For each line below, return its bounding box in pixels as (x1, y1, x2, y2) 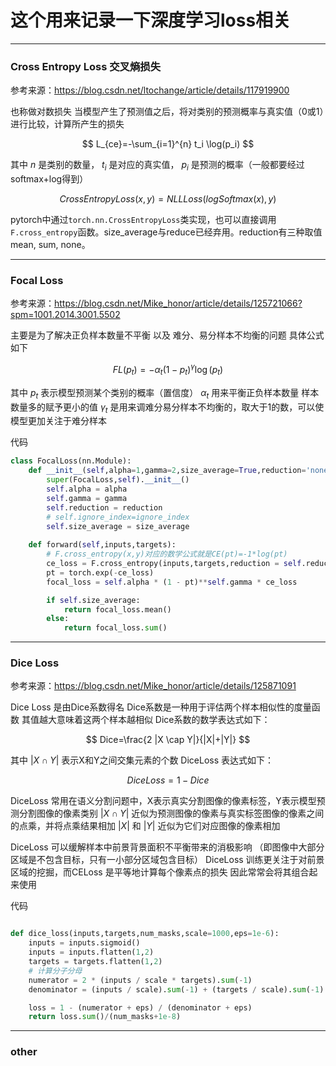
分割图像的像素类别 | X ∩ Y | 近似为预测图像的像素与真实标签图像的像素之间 (18, 807, 325, 820)
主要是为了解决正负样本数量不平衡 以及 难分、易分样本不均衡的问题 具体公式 (10, 329, 325, 341)
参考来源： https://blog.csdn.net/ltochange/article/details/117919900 (10, 84, 290, 96)
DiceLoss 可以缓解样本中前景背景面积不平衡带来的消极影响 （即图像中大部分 (10, 841, 325, 853)
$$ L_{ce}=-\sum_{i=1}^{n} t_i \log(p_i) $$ (81, 138, 255, 150)
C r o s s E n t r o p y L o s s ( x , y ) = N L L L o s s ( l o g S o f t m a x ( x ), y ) (59, 193, 277, 205)
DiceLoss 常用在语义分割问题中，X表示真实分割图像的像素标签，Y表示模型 (10, 795, 317, 807)
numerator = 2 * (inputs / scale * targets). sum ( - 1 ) (28, 975, 253, 985)
